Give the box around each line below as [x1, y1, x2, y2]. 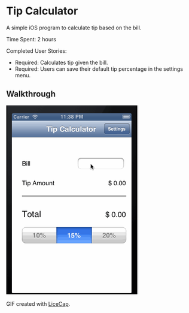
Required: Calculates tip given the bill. [14, 59, 108, 66]
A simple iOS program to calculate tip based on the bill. [6, 24, 142, 31]
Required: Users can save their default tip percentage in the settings [14, 65, 184, 73]
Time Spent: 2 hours [6, 35, 57, 43]
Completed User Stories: [6, 47, 67, 55]
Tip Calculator [6, 4, 78, 18]
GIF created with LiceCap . [6, 300, 71, 307]
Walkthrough [6, 89, 56, 100]
